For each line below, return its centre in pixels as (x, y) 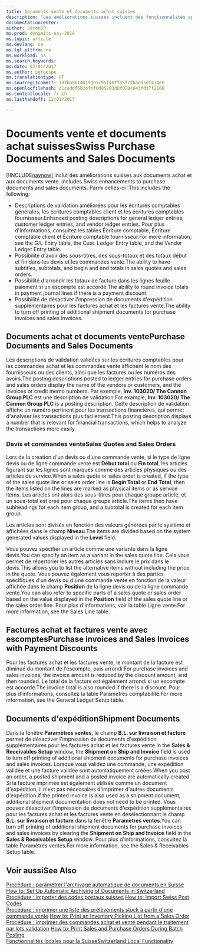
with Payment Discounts (52, 648)
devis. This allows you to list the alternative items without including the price (98, 567)
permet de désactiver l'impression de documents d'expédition (82, 739)
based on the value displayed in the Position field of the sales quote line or (97, 599)
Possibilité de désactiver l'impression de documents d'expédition (93, 299)
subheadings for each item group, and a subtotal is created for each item (95, 507)
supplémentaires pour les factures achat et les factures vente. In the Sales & (98, 745)
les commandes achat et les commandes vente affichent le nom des (89, 366)
